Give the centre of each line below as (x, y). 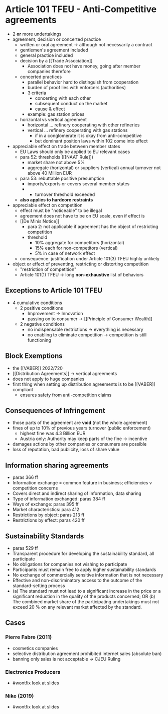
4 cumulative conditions (37, 303)
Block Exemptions (34, 356)
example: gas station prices (56, 114)
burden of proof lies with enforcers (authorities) (77, 87)
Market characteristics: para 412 (46, 510)
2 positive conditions (42, 308)
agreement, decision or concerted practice (57, 39)
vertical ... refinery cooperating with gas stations (77, 130)
